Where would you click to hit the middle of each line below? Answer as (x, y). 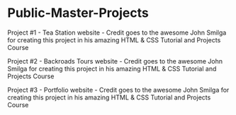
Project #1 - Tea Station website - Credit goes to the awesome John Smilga (117, 32)
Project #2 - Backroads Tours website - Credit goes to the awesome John (115, 61)
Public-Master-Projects (78, 13)
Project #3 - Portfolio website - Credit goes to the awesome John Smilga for (118, 90)
